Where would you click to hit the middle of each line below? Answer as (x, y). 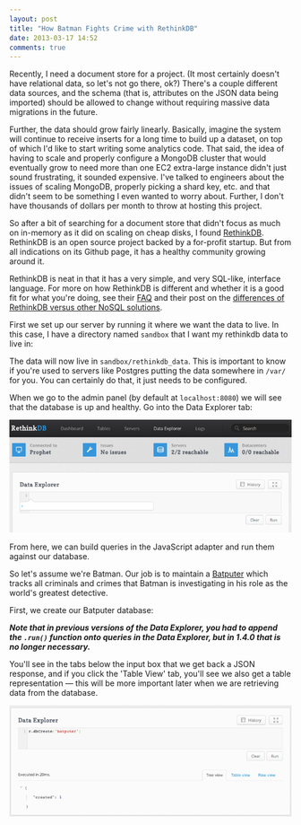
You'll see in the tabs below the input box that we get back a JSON (132, 664)
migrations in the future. (54, 112)
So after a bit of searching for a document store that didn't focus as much (145, 224)
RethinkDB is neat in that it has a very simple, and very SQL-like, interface (145, 279)
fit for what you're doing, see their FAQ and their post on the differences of (147, 298)
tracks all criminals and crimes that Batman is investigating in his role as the (149, 584)
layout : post (34, 19)
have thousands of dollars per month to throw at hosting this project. (136, 206)
